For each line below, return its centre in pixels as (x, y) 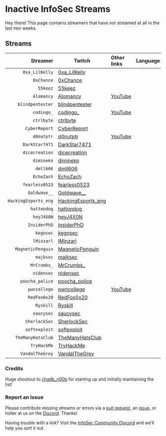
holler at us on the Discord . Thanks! (41, 413)
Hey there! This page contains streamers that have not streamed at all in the (82, 23)
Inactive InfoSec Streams (58, 9)
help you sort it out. (25, 428)
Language (148, 60)
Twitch (82, 60)
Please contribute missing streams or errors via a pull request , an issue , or (81, 408)
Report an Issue (24, 397)
